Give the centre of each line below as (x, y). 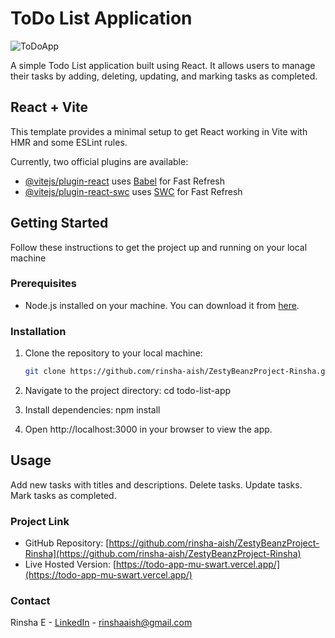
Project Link (40, 521)
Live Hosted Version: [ (70, 564)
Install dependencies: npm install (92, 410)
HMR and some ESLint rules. (69, 142)
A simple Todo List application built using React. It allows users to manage (163, 65)
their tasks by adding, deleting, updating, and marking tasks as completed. (164, 76)
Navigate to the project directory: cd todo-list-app (128, 391)
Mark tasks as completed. (63, 495)
